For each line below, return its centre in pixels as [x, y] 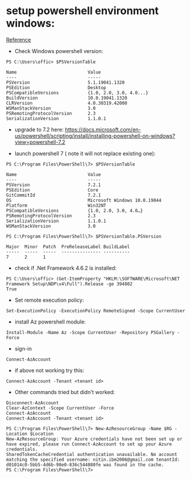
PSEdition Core [52, 190]
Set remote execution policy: [49, 300]
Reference [19, 39]
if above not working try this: [49, 370]
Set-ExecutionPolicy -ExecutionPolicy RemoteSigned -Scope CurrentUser [95, 310]
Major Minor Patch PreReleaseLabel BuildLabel [68, 247]
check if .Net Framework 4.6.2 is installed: [66, 268]
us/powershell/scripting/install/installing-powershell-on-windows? [95, 136]
